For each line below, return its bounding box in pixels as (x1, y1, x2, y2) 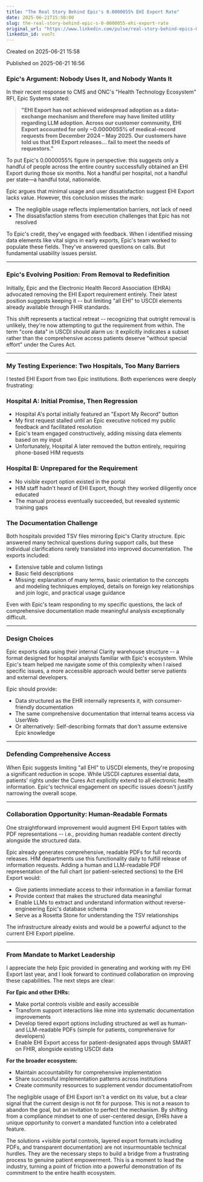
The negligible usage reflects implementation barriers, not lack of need (14, 206, 192, 213)
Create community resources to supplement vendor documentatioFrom (14, 1082, 192, 1089)
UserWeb (14, 717, 39, 724)
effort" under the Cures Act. (6, 341, 76, 348)
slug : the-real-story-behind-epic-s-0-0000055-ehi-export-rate (6, 20, 169, 26)
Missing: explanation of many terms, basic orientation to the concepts (14, 576, 189, 583)
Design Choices (6, 634, 54, 642)
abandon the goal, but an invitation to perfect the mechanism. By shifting (6, 1106, 188, 1114)
